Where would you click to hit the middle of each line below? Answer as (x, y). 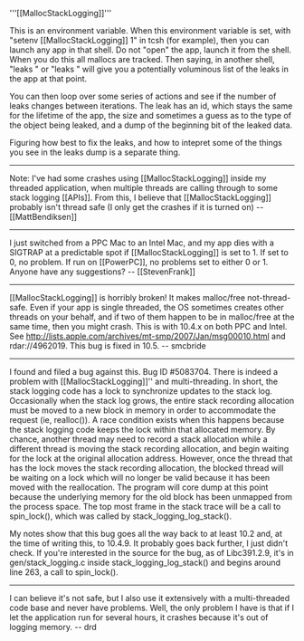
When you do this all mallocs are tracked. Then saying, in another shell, (142, 59)
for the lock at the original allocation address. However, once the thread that (151, 458)
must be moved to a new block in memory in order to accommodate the (142, 410)
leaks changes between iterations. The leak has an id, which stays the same (151, 106)
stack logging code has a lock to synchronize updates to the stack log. (141, 391)
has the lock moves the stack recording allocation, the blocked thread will (147, 468)
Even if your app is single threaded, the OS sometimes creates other (157, 307)
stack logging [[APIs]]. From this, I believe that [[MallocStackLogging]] (140, 197)
